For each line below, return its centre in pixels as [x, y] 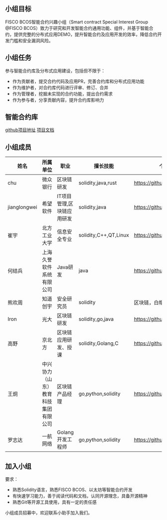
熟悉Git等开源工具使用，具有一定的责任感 [54, 502]
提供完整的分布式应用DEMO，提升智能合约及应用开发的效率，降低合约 [85, 34]
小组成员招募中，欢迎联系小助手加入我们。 [49, 513]
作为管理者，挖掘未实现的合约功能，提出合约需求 [62, 94]
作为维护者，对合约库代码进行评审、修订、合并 [60, 87]
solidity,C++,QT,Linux [104, 235]
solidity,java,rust [98, 183]
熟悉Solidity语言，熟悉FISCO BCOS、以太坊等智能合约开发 [72, 490]
